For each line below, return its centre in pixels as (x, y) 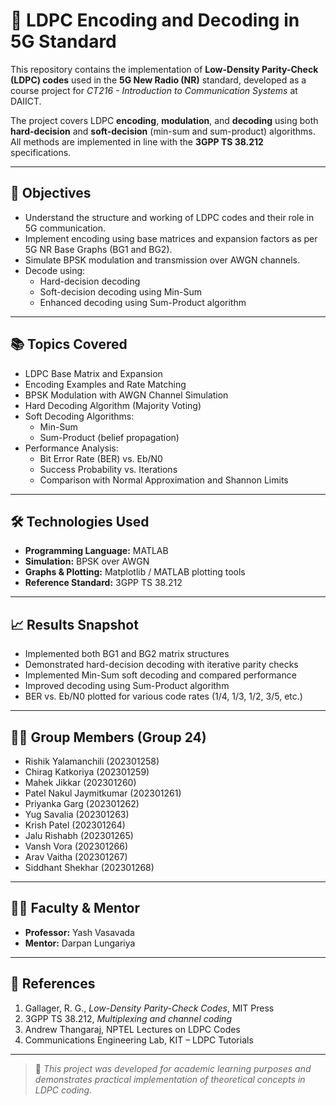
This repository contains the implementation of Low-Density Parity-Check (164, 69)
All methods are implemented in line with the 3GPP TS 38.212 (137, 141)
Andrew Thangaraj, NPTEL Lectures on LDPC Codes (132, 1029)
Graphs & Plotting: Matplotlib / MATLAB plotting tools (135, 572)
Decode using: (55, 270)
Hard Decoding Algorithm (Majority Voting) (113, 405)
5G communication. (65, 228)
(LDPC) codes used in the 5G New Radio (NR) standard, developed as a (158, 80)
